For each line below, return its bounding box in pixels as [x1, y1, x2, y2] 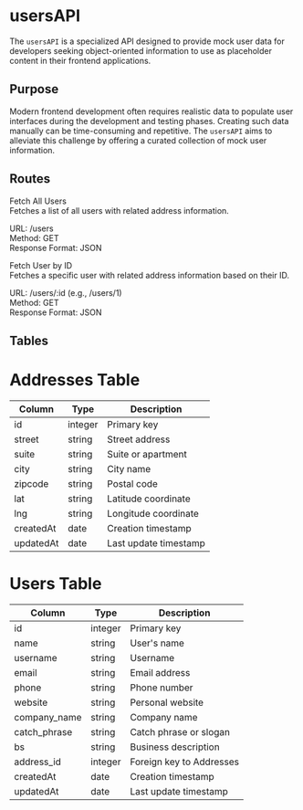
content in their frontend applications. [9, 55, 151, 66]
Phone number [130, 681, 193, 694]
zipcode [14, 477, 49, 489]
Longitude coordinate [107, 507, 199, 520]
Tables [9, 332, 48, 348]
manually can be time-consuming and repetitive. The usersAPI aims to [9, 125, 273, 136]
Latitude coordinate [107, 492, 191, 505]
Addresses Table [9, 370, 141, 391]
